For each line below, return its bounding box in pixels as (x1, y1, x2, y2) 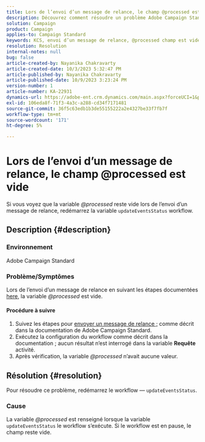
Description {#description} (6, 224, 111, 235)
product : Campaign (6, 26, 53, 32)
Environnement (6, 243, 53, 251)
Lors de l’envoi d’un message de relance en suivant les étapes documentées (6, 286, 198, 293)
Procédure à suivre (6, 306, 56, 314)
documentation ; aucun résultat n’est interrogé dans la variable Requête (15, 340, 196, 347)
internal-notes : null (6, 49, 62, 55)
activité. (15, 346, 35, 353)
